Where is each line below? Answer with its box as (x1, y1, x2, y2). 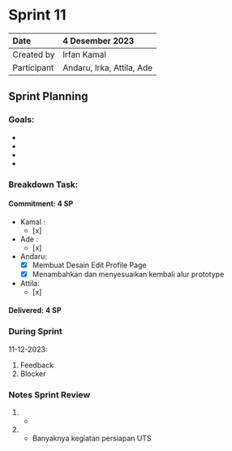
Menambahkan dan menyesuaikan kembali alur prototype (32, 269, 225, 279)
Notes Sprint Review (8, 388, 91, 400)
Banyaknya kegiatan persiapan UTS (32, 433, 152, 444)
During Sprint (8, 326, 62, 337)
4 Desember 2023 (62, 35, 135, 46)
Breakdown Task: (8, 179, 79, 190)
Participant (12, 62, 54, 73)
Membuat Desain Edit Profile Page (32, 260, 147, 270)
